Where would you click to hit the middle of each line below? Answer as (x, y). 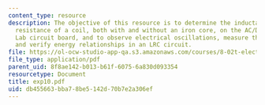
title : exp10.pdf (37, 81)
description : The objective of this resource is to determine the (119, 23)
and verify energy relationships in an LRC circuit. (104, 45)
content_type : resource (47, 15)
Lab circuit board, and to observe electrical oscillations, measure (132, 37)
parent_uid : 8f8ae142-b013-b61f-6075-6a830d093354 (93, 67)
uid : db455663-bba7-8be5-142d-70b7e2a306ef (81, 89)
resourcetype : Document (47, 74)
